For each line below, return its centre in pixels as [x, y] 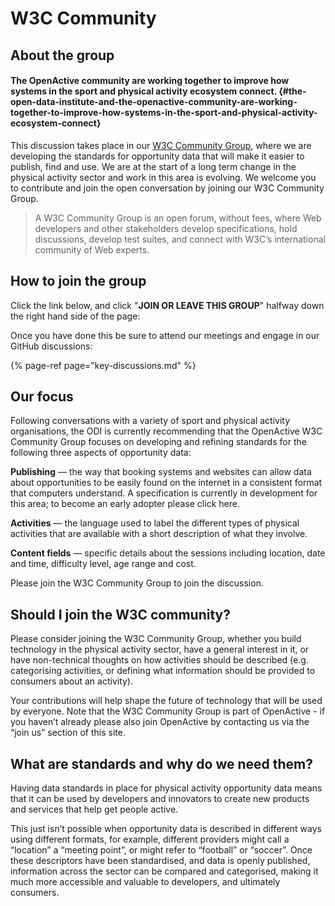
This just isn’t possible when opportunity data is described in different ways [166, 829]
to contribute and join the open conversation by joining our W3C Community [167, 188]
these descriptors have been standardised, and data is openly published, [160, 861]
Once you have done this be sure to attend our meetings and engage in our [165, 335]
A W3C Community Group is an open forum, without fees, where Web [178, 218]
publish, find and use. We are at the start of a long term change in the [153, 166]
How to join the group [78, 281]
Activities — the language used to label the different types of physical [155, 523]
